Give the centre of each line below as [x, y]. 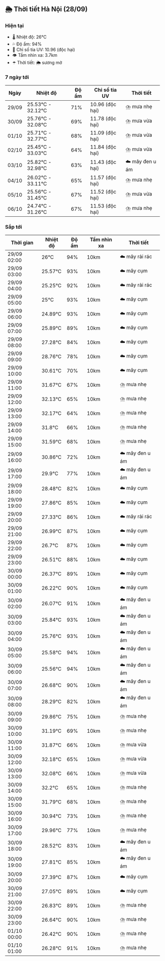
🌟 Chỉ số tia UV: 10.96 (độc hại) [43, 49]
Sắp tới [14, 227]
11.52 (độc [103, 192]
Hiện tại [14, 26]
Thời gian [22, 243]
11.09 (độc [103, 132]
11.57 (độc [103, 177]
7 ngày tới [17, 77]
